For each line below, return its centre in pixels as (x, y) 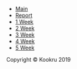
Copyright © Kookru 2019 (39, 60)
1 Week (24, 22)
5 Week (25, 48)
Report (24, 15)
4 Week (25, 41)
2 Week (25, 28)
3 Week (25, 35)
